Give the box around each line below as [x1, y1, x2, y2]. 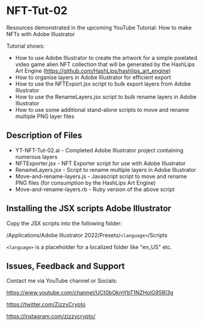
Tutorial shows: [6, 42, 45, 50]
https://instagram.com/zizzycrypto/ [6, 313, 96, 320]
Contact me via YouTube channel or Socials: [6, 277, 117, 284]
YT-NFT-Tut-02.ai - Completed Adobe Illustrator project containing [15, 146, 183, 154]
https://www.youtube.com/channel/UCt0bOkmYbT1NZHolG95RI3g [6, 289, 174, 297]
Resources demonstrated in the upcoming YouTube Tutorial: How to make [6, 24, 192, 31]
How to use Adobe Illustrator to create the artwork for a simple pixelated [15, 54, 197, 61]
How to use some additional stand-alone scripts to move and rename [15, 106, 190, 113]
